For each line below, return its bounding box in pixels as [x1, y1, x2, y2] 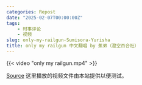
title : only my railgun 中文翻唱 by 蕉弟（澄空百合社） [6, 43, 139, 49]
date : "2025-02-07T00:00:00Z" [6, 15, 83, 21]
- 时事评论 [17, 25, 41, 32]
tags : [6, 20, 20, 26]
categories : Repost [6, 8, 56, 15]
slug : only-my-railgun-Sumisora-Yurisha [6, 37, 111, 43]
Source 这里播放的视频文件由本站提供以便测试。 [6, 72, 127, 79]
